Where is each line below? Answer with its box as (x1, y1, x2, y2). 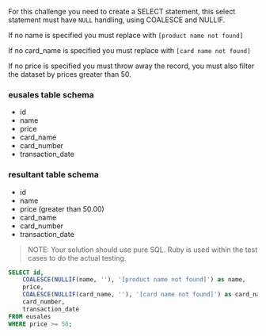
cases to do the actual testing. (27, 253, 127, 262)
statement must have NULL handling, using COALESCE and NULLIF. (8, 15, 226, 25)
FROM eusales (8, 312, 51, 320)
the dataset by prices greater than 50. (8, 70, 132, 78)
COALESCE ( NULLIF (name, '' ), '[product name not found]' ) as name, (22, 276, 246, 284)
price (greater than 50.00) (19, 204, 104, 213)
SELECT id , (8, 269, 44, 277)
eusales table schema (8, 89, 94, 100)
